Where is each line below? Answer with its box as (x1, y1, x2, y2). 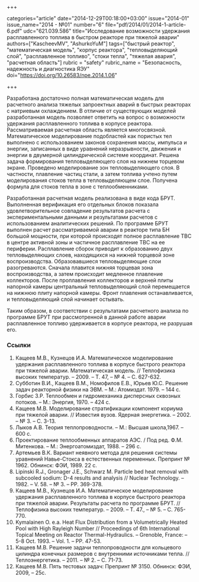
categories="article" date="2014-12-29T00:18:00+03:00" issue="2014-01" (7, 15, 190, 21)
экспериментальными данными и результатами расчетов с (7, 213, 158, 221)
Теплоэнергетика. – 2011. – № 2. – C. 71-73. (15, 556, 123, 564)
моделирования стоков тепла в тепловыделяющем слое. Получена (7, 177, 178, 184)
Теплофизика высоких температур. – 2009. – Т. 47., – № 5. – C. (15, 506, 173, 513)
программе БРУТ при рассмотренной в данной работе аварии (7, 313, 166, 320)
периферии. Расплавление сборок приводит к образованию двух (7, 245, 173, 252)
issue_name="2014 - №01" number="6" (7, 21, 104, 28)
